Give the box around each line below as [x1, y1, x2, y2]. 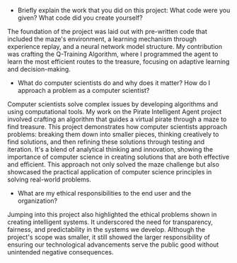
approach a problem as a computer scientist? [17, 86, 150, 94]
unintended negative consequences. [7, 248, 114, 256]
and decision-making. [7, 65, 71, 73]
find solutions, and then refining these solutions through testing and [7, 138, 205, 146]
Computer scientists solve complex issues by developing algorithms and [7, 100, 218, 108]
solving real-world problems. [7, 175, 92, 184]
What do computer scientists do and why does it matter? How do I [17, 79, 211, 87]
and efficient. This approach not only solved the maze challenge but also [7, 160, 219, 169]
